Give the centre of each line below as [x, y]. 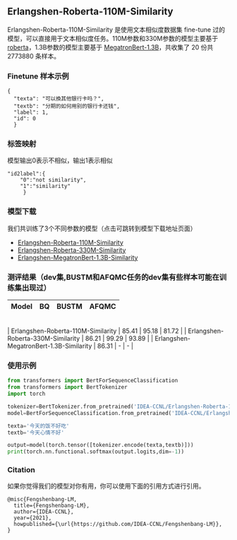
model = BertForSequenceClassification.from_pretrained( [90, 413]
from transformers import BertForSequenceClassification [93, 381]
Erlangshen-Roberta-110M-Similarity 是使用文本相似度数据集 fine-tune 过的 [116, 29]
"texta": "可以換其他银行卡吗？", [59, 99]
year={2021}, [33, 518]
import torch [26, 394]
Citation [21, 470]
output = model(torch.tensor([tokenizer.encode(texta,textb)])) [101, 445]
